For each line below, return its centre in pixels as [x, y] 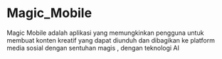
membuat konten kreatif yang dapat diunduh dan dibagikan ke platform [111, 40]
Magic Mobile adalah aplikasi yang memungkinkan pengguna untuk [105, 33]
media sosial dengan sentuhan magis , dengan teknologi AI [93, 48]
